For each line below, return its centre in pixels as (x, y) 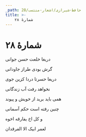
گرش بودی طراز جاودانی (29, 69)
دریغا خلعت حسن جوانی (28, 59)
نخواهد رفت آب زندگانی (28, 89)
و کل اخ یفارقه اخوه (24, 119)
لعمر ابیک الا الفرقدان (26, 129)
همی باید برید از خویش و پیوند (33, 99)
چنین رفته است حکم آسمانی (32, 109)
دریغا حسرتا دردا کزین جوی (31, 79)
